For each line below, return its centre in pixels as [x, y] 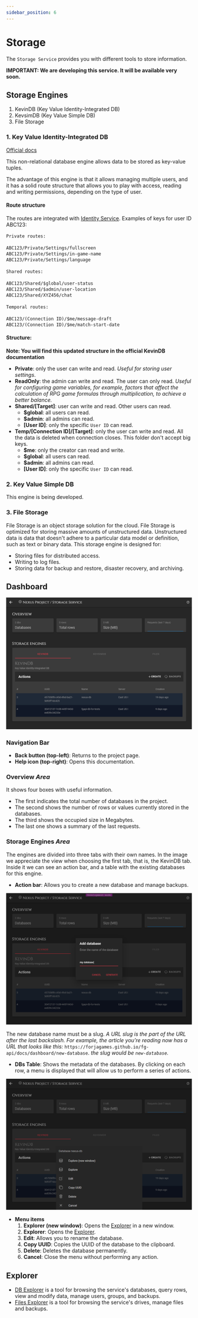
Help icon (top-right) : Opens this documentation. [75, 762]
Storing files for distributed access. [57, 556]
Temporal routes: [27, 307]
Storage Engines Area [38, 841]
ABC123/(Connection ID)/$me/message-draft [59, 319]
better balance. [33, 400]
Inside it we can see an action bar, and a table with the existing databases [96, 867]
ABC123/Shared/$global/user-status [50, 283]
